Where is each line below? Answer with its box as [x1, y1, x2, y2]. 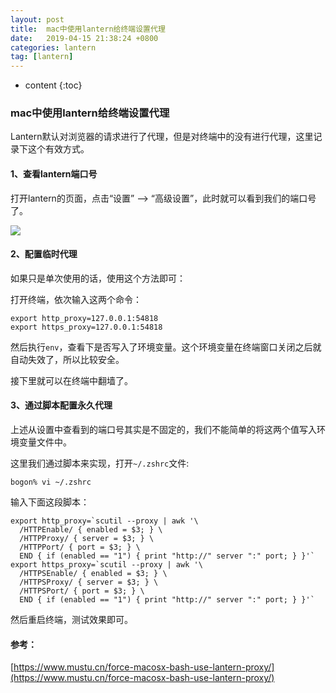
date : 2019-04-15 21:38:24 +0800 [10, 33, 159, 43]
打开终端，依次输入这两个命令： [10, 293, 142, 305]
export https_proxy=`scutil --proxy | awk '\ [10, 560, 203, 570]
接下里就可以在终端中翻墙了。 [10, 374, 133, 386]
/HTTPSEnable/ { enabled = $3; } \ [19, 569, 168, 579]
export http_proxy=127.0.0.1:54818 [10, 313, 159, 323]
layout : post [10, 14, 65, 25]
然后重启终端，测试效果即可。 [10, 614, 133, 626]
